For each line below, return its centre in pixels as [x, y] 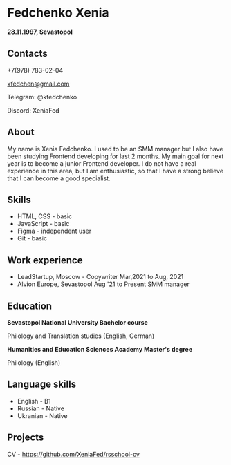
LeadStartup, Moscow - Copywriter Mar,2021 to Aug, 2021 [100, 277]
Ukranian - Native [42, 415]
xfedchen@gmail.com [38, 84]
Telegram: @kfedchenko [42, 97]
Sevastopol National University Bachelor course [78, 322]
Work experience [45, 260]
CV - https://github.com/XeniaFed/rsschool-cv [74, 454]
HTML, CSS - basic [45, 216]
